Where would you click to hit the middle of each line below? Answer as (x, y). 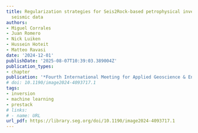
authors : (17, 22)
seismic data (27, 17)
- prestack (19, 104)
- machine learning (30, 99)
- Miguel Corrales (29, 28)
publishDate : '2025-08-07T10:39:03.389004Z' (62, 61)
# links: (17, 110)
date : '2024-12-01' (30, 55)
